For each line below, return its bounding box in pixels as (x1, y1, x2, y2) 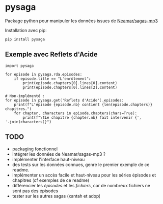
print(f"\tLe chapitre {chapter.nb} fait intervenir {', (23, 115, 141, 120)
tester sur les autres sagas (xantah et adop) (12, 193, 101, 199)
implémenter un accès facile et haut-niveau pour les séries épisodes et (12, 172, 156, 178)
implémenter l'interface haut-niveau (12, 156, 85, 162)
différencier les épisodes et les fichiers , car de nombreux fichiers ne (12, 182, 151, 188)
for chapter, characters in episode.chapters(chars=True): (14, 110, 137, 116)
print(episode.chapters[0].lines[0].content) (23, 80, 118, 85)
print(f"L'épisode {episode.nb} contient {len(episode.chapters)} (14, 102, 153, 107)
